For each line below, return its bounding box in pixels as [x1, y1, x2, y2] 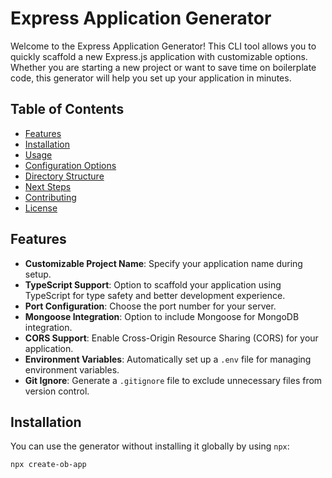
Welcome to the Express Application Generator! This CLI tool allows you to [10, 40, 317, 52]
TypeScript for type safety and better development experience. [24, 289, 286, 301]
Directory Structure [24, 170, 105, 182]
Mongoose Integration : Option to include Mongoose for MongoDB [24, 310, 300, 322]
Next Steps [24, 180, 72, 192]
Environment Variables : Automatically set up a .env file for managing [24, 353, 312, 365]
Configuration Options [24, 159, 117, 171]
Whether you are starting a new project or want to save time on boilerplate [10, 61, 317, 73]
